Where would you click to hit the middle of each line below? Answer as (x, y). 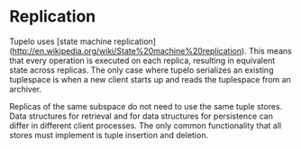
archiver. (26, 89)
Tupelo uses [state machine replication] (82, 41)
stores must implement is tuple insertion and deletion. (109, 135)
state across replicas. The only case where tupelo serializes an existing (141, 70)
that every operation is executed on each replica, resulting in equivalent (142, 60)
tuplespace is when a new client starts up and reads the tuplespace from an (150, 79)
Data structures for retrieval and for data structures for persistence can (141, 116)
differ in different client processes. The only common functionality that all (146, 125)
